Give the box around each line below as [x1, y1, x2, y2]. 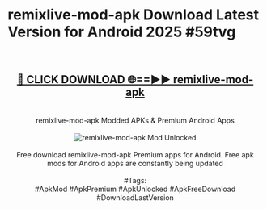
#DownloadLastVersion [95, 192, 175, 203]
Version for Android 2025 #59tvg [7, 23, 236, 41]
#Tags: [123, 175, 147, 185]
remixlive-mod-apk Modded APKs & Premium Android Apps [35, 115, 235, 125]
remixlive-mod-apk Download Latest [7, 6, 260, 24]
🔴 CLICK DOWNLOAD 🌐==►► [16, 73, 172, 86]
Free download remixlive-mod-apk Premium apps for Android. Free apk [16, 149, 254, 159]
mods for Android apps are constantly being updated [46, 158, 224, 168]
